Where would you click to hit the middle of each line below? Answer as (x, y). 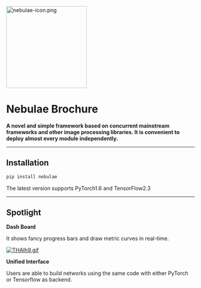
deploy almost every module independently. (62, 138)
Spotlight (24, 213)
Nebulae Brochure (52, 109)
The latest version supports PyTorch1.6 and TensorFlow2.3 (78, 188)
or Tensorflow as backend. (39, 280)
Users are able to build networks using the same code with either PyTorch (97, 273)
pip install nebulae (32, 177)
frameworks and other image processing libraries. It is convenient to (93, 132)
